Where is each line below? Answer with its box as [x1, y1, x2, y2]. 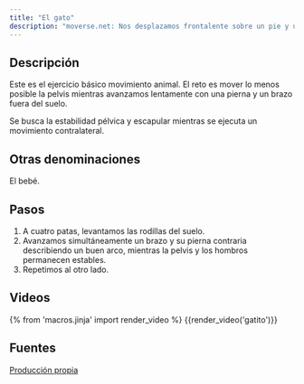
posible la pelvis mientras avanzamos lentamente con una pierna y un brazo [9, 89, 293, 99]
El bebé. [9, 175, 41, 186]
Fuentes [9, 341, 57, 356]
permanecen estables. [22, 254, 107, 265]
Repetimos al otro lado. [22, 264, 109, 275]
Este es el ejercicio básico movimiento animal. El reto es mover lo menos [9, 79, 280, 90]
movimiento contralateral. [9, 126, 105, 136]
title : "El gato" [9, 13, 75, 23]
